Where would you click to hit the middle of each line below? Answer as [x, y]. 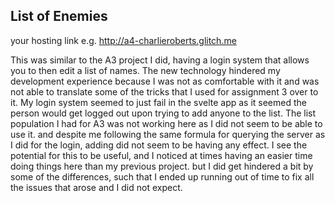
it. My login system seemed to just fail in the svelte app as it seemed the [158, 102]
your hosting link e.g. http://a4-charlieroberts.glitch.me [123, 40]
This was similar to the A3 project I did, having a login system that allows [160, 60]
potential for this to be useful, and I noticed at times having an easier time [161, 155]
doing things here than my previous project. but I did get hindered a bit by [162, 166]
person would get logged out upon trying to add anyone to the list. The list [163, 113]
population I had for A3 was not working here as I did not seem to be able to [166, 123]
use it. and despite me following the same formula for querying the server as [168, 134]
